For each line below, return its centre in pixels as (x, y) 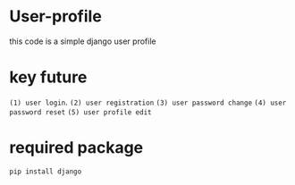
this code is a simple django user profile (83, 41)
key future (48, 77)
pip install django (46, 172)
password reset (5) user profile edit (80, 112)
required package (76, 148)
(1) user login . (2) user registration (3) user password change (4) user (148, 102)
